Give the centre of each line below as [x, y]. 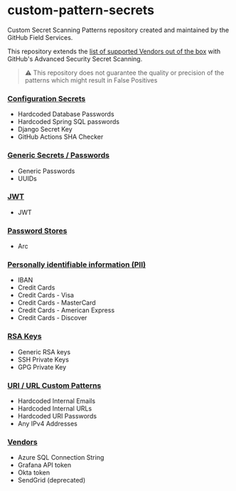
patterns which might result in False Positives [91, 80]
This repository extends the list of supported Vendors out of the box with [114, 51]
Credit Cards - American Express [66, 310]
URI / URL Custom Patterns [54, 385]
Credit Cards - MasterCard [57, 303]
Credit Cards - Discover [52, 318]
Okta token [34, 472]
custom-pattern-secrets [81, 10]
